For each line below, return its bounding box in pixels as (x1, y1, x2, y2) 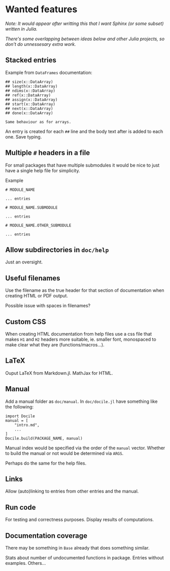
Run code (5, 503, 36, 511)
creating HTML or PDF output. (5, 293, 69, 299)
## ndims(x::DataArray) (5, 88, 56, 93)
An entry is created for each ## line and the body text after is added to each (5, 128, 163, 134)
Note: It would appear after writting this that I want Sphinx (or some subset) (5, 20, 164, 26)
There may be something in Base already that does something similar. (5, 545, 150, 551)
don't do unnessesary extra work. (5, 41, 76, 47)
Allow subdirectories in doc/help (5, 246, 109, 254)
